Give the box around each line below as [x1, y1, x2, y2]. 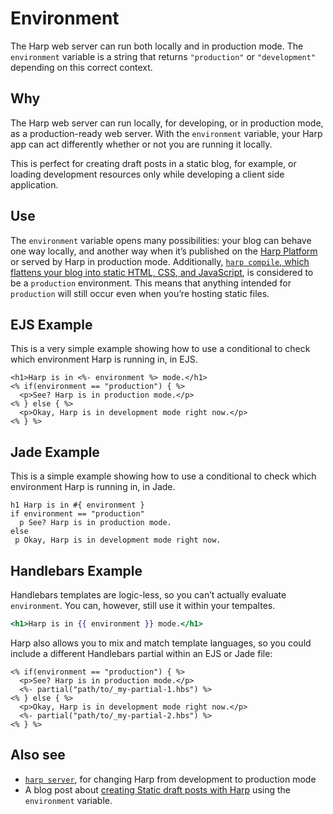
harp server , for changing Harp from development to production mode [24, 773, 317, 785]
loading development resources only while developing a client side [10, 168, 285, 180]
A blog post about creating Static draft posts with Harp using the [24, 783, 291, 796]
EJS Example [10, 316, 93, 333]
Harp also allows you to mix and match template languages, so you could [10, 637, 312, 649]
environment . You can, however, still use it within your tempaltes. [10, 600, 276, 611]
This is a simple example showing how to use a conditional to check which [10, 470, 317, 482]
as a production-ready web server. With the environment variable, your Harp [10, 127, 323, 139]
